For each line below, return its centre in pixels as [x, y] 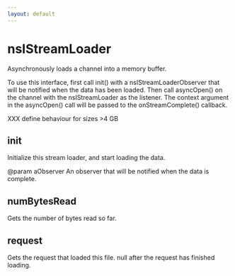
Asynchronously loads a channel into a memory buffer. [87, 69]
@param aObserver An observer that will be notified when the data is [108, 171]
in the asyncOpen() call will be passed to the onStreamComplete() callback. [117, 105]
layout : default [31, 14]
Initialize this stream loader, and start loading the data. [86, 158]
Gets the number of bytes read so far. [62, 218]
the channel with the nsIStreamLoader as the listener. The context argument [118, 97]
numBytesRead [42, 201]
